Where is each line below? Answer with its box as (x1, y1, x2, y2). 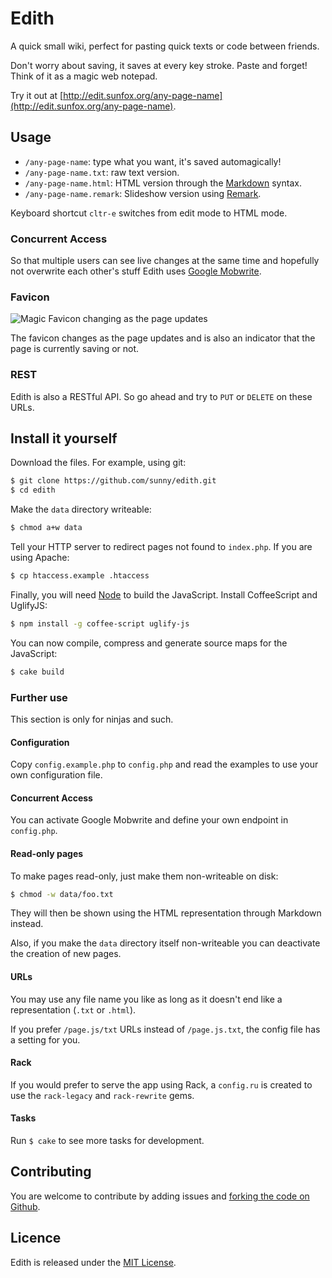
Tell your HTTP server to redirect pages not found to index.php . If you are (10, 541, 313, 553)
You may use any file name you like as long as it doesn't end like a (10, 993, 283, 1005)
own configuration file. (10, 769, 103, 781)
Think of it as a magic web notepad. (10, 70, 158, 82)
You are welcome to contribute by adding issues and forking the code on (10, 1190, 310, 1202)
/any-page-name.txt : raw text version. (24, 166, 180, 178)
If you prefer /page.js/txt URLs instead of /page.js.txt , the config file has (10, 1023, 321, 1035)
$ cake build (10, 667, 65, 677)
